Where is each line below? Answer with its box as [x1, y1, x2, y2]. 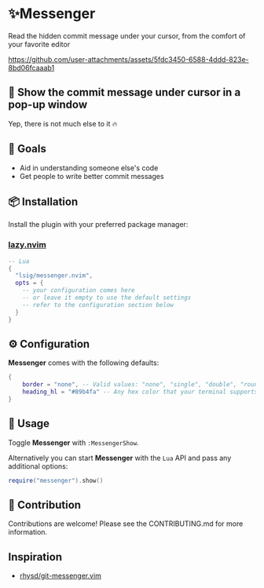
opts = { [15, 279, 44, 287]
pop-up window [8, 98, 88, 111]
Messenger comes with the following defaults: [8, 358, 159, 367]
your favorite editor [8, 39, 71, 49]
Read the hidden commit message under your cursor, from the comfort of [8, 31, 246, 40]
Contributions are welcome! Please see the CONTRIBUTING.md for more [8, 519, 244, 528]
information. [8, 528, 48, 537]
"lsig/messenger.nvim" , [15, 272, 93, 279]
